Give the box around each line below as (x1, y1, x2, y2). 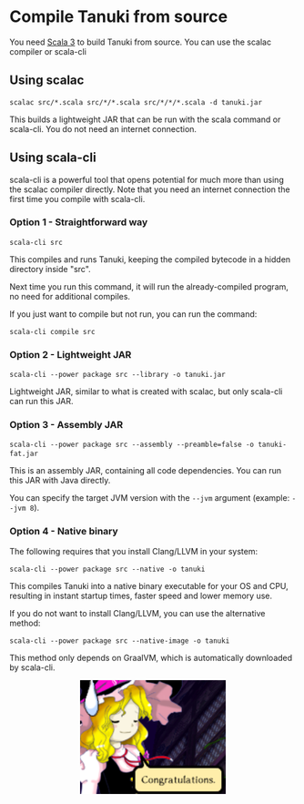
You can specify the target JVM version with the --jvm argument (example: (9, 493, 290, 504)
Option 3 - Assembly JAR (9, 419, 124, 432)
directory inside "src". (9, 263, 91, 274)
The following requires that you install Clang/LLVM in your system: (9, 545, 258, 556)
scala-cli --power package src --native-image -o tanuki (9, 636, 230, 646)
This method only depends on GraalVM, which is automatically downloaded (9, 652, 293, 663)
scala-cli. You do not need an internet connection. (9, 123, 198, 134)
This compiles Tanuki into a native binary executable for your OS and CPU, (9, 580, 289, 591)
